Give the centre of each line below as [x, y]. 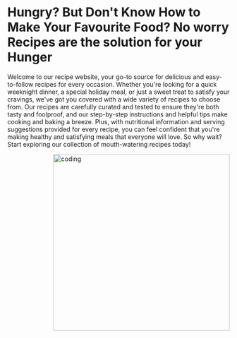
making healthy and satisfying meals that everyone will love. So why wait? [115, 137]
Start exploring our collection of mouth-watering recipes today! [99, 144]
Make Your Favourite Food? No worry [118, 27]
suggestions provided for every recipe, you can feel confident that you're [114, 129]
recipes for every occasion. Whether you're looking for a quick [126, 84]
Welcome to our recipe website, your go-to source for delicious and [106, 77]
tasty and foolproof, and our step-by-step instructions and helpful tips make [117, 114]
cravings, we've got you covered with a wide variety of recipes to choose [114, 99]
